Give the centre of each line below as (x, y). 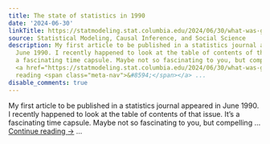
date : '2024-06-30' (41, 23)
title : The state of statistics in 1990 (77, 16)
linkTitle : (27, 30)
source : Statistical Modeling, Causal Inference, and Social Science (127, 38)
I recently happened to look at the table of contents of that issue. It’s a (124, 114)
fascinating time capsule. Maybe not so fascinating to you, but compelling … (135, 122)
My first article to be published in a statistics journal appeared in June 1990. (134, 106)
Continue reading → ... (45, 131)
